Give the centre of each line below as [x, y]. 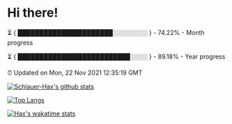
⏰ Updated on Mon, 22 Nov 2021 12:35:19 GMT [75, 72]
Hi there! [33, 13]
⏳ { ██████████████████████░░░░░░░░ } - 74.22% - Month [106, 32]
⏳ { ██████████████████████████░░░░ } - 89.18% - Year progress [116, 56]
